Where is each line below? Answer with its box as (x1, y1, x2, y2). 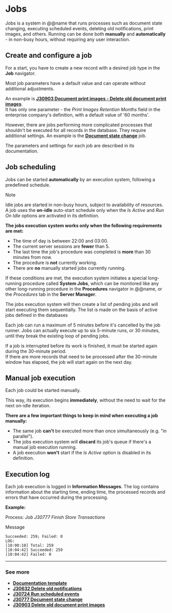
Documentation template (12, 580, 68, 586)
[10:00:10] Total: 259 (5, 543, 54, 548)
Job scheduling (5, 163, 56, 171)
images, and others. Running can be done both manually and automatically (5, 31, 166, 37)
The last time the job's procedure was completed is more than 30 (12, 249, 151, 255)
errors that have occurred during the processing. (5, 494, 109, 500)
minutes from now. (12, 254, 52, 260)
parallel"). (12, 433, 34, 440)
